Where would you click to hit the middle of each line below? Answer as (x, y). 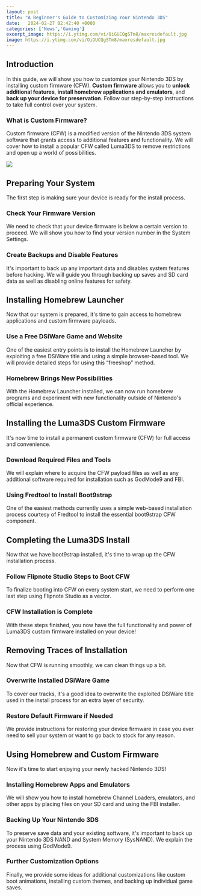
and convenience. (29, 444)
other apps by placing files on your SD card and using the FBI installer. (93, 804)
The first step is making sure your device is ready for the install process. (96, 198)
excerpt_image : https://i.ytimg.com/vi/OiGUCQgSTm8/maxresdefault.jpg (97, 34)
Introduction (30, 64)
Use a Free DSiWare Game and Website (64, 337)
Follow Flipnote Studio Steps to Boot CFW (68, 576)
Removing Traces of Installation (67, 650)
